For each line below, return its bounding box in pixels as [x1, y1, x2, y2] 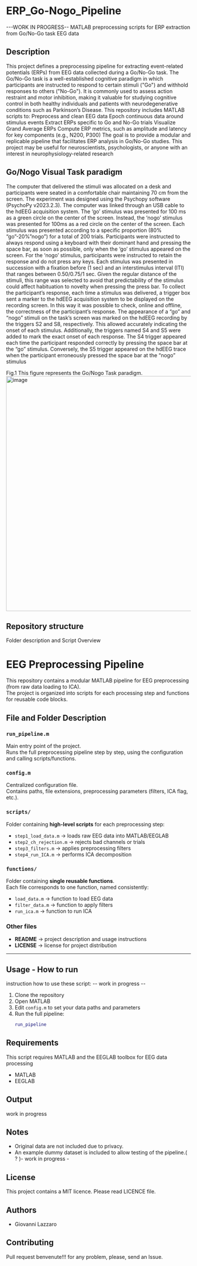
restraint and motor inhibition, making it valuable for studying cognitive [6, 94, 177, 101]
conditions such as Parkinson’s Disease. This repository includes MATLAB [6, 106, 185, 113]
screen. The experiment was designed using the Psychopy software [6, 195, 171, 202]
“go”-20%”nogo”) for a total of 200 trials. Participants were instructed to [6, 232, 181, 240]
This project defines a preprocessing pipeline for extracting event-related [6, 62, 184, 69]
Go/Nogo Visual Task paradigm [6, 167, 123, 177]
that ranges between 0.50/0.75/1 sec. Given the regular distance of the [6, 270, 177, 277]
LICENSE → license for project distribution [14, 942, 117, 949]
